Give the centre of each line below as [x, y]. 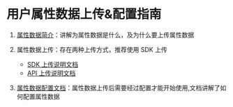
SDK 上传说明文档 [53, 64]
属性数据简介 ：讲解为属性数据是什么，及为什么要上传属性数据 [105, 35]
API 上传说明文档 [51, 73]
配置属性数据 [41, 96]
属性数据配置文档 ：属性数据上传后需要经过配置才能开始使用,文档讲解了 [118, 88]
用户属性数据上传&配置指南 [84, 14]
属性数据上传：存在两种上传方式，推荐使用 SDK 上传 [92, 49]
